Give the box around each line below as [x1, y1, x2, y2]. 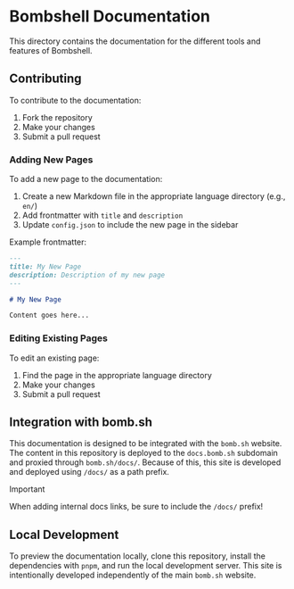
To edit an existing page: [9, 353, 100, 363]
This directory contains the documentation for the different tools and [9, 36, 261, 46]
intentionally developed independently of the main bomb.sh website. [9, 569, 257, 581]
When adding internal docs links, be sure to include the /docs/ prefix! [9, 502, 264, 512]
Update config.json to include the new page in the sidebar [21, 220, 239, 230]
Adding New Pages [9, 153, 94, 166]
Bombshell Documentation [9, 6, 211, 27]
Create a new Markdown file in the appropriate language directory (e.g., [21, 191, 286, 202]
